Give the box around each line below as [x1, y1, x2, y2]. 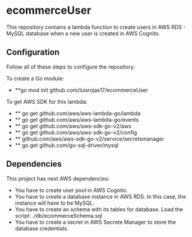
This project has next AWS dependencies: [6, 175, 110, 182]
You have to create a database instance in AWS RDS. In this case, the [14, 193, 187, 200]
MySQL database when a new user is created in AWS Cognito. [6, 29, 160, 37]
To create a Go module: [6, 74, 64, 82]
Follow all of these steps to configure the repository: [6, 63, 136, 70]
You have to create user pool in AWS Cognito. [14, 187, 128, 194]
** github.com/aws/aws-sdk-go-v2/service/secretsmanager [14, 135, 164, 142]
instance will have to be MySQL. [14, 199, 95, 206]
